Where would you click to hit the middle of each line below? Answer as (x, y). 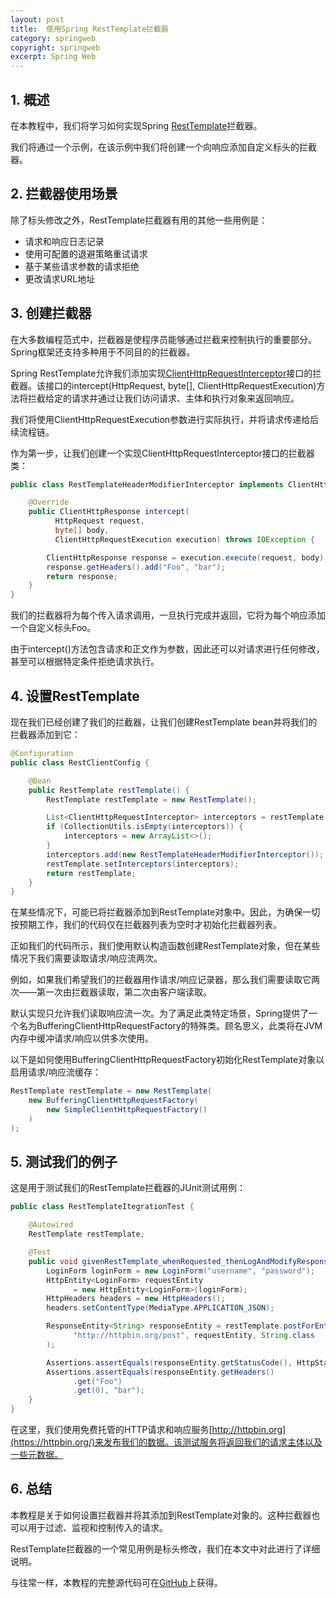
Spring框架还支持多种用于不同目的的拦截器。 (103, 352)
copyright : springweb (55, 47)
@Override (49, 502)
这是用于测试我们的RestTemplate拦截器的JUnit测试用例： (128, 1188)
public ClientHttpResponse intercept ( (109, 512)
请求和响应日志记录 (64, 241)
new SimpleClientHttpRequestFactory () (127, 1110)
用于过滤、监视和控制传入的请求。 (97, 1527)
